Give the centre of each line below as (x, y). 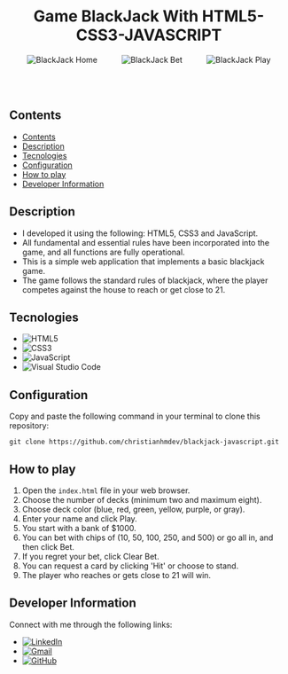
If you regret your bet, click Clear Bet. (90, 556)
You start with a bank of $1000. (79, 528)
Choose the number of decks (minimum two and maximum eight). (142, 500)
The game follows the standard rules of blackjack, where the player (145, 280)
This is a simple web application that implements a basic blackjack (143, 261)
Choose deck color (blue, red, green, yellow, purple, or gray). (133, 509)
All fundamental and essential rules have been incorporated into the (146, 242)
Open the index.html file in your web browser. (106, 490)
